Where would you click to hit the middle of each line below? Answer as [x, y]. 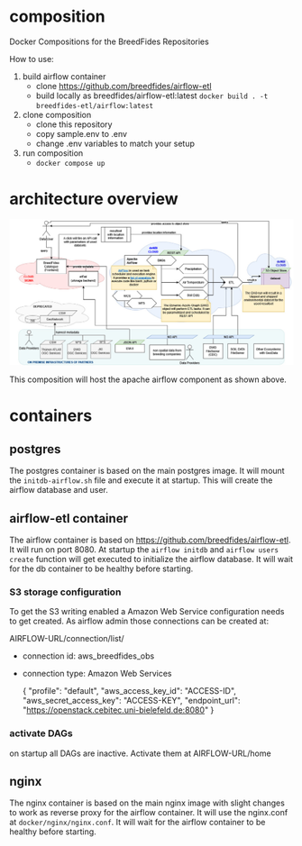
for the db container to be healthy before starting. [101, 569]
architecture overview [94, 199]
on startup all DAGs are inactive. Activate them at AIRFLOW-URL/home [141, 753]
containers [51, 416]
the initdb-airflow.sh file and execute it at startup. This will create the [141, 480]
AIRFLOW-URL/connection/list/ [67, 639]
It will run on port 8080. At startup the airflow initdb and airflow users [144, 550]
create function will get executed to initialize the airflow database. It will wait [151, 559]
